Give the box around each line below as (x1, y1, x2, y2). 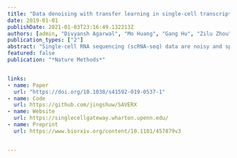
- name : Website (7, 108, 55, 115)
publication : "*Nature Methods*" (7, 56, 106, 63)
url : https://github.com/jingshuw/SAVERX (13, 102, 138, 109)
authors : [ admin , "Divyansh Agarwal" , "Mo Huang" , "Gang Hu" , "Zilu (7, 30, 213, 37)
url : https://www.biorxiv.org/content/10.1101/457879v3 (13, 128, 181, 135)
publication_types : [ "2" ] (7, 37, 83, 44)
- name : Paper (7, 82, 49, 89)
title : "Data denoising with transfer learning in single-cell (7, 10, 197, 18)
